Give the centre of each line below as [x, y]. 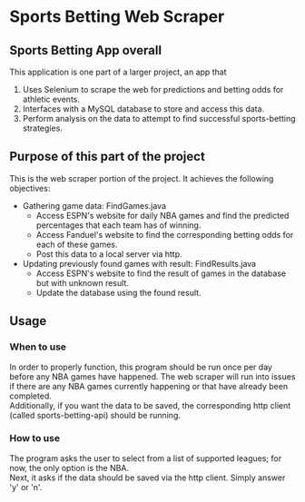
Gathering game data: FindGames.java [94, 205]
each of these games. [77, 244]
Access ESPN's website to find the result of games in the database [161, 273]
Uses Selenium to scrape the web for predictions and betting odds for [153, 89]
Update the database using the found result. [118, 292]
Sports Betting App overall [85, 50]
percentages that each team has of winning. [118, 225]
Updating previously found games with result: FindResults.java [139, 263]
